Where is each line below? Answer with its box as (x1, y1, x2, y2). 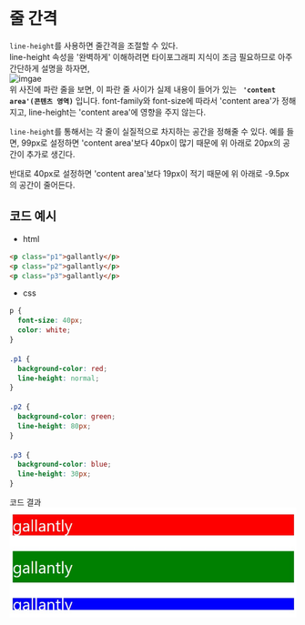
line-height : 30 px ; (17, 469, 92, 479)
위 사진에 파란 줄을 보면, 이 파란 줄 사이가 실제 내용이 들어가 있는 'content (9, 84, 276, 95)
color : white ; (17, 326, 71, 335)
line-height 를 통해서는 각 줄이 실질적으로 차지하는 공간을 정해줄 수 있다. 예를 (9, 126, 285, 136)
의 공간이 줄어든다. (9, 179, 76, 190)
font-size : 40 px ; (17, 316, 84, 326)
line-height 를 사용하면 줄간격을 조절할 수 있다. (9, 40, 178, 51)
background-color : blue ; (17, 460, 112, 469)
